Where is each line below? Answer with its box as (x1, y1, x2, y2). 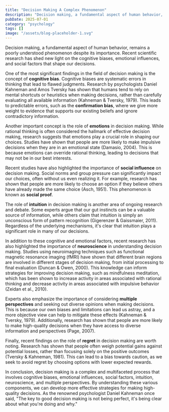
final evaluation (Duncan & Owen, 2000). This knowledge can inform (5, 265, 147, 270)
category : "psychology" (5, 21, 55, 27)
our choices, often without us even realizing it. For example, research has (5, 176, 157, 181)
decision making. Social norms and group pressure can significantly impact (5, 170, 161, 176)
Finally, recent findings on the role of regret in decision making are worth (5, 338, 157, 344)
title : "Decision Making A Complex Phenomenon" (5, 7, 107, 13)
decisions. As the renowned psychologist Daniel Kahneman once (20, 390, 155, 396)
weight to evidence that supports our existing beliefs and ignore (5, 108, 138, 114)
